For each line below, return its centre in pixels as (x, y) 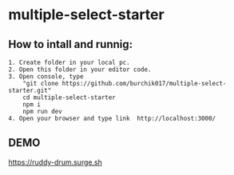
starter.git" (30, 90)
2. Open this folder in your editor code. (80, 70)
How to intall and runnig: (71, 44)
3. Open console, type (46, 77)
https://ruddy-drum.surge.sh (55, 162)
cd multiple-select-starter (69, 97)
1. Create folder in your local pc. (69, 62)
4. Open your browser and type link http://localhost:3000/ (112, 118)
